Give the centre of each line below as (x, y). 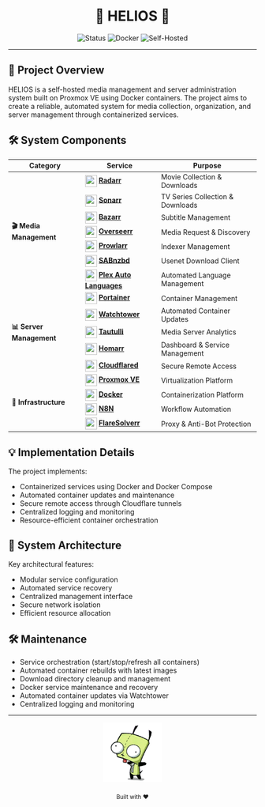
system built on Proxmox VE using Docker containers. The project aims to (127, 97)
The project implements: (48, 471)
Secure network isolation (60, 605)
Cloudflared (118, 365)
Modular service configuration (69, 579)
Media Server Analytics (198, 332)
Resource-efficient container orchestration (89, 520)
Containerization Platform (202, 395)
